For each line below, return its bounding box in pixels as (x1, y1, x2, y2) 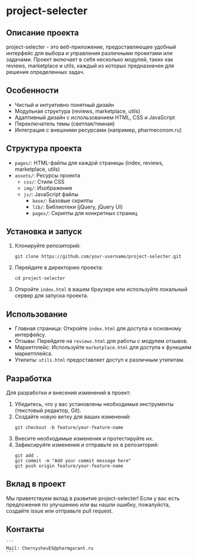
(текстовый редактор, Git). (14, 407, 81, 414)
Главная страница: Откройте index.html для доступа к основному (14, 325, 182, 332)
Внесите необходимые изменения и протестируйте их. (14, 435, 154, 442)
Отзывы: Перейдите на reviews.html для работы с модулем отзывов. (14, 338, 189, 345)
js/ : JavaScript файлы (23, 190, 78, 197)
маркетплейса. (14, 350, 53, 357)
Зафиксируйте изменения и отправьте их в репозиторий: (14, 442, 159, 449)
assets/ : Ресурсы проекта (14, 171, 81, 179)
